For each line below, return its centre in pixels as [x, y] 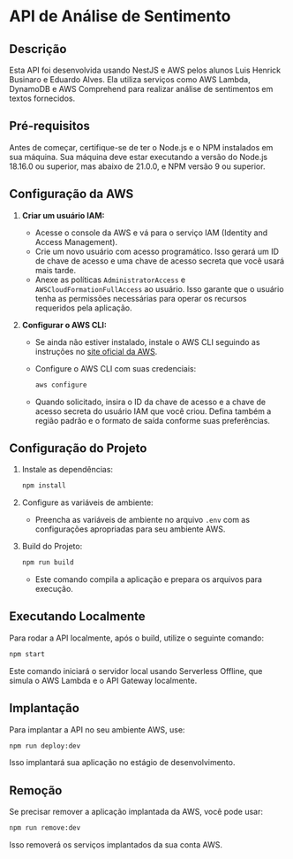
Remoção [36, 790]
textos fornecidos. [42, 98]
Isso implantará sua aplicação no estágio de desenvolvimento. [122, 763]
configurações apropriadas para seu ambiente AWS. [130, 529]
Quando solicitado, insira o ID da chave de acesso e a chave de [150, 402]
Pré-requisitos [50, 126]
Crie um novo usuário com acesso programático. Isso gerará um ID [157, 251]
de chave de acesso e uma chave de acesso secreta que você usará [160, 261]
